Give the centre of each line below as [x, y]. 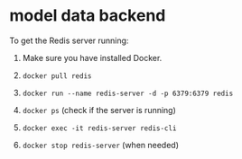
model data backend [88, 16]
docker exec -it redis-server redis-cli [99, 128]
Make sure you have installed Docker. [92, 57]
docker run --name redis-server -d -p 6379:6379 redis [128, 93]
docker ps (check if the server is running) [99, 110]
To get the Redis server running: [69, 40]
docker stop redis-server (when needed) [100, 145]
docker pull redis [57, 76]
